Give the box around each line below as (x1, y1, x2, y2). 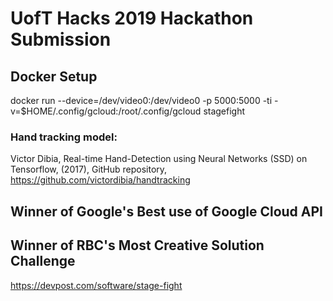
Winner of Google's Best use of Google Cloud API (10, 203, 324, 220)
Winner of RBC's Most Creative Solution (10, 237, 265, 254)
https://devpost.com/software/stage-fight (10, 279, 183, 291)
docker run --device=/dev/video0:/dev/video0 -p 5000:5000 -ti (10, 95, 273, 106)
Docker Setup (10, 68, 98, 85)
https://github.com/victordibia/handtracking (10, 174, 191, 186)
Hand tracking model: (10, 130, 118, 144)
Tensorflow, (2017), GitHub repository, (10, 163, 168, 176)
